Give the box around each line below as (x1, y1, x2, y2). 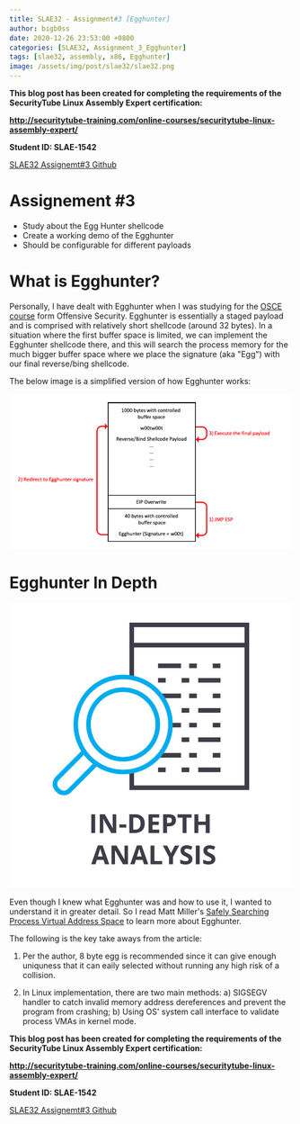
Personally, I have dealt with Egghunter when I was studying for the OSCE (9, 301, 283, 311)
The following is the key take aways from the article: (9, 932, 202, 944)
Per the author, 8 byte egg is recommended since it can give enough (22, 950, 277, 961)
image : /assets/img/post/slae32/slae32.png (9, 62, 175, 71)
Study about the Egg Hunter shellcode (22, 220, 164, 231)
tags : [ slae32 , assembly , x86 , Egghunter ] (9, 52, 171, 62)
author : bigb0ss (9, 23, 70, 33)
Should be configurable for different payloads (22, 239, 191, 250)
